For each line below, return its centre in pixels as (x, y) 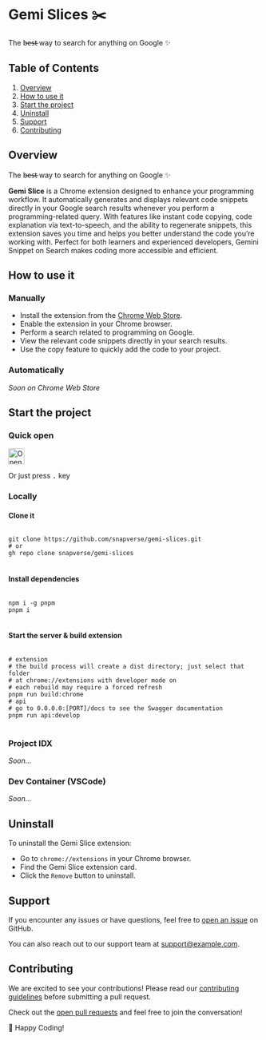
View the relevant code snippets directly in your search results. (123, 341)
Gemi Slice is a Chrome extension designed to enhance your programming (131, 191)
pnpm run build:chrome (46, 694)
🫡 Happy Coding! (36, 1027)
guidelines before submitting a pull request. (80, 996)
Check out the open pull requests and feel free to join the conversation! (125, 1012)
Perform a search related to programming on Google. (107, 332)
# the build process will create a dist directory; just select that (127, 666)
